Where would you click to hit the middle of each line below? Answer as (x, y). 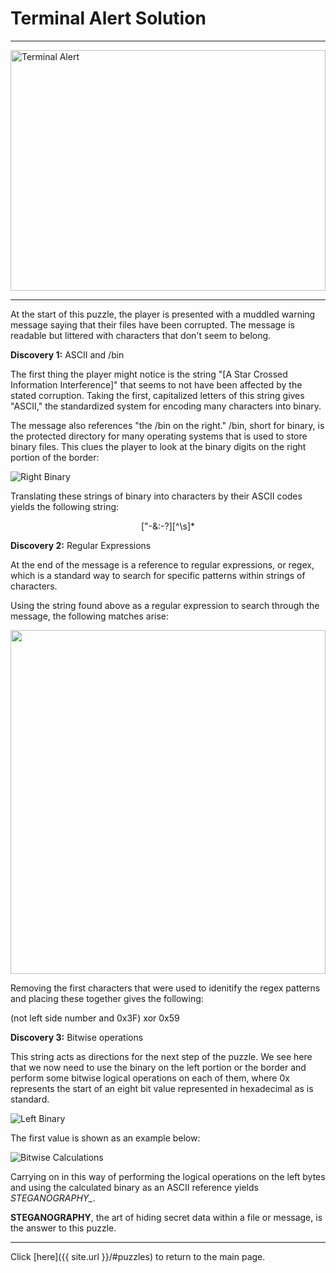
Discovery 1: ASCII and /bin (67, 354)
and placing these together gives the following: (107, 998)
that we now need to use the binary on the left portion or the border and (158, 1067)
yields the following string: (65, 506)
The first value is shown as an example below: (105, 1138)
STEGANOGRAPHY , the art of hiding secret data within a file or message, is (166, 1217)
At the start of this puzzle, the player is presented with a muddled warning (163, 314)
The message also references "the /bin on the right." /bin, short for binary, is (167, 425)
